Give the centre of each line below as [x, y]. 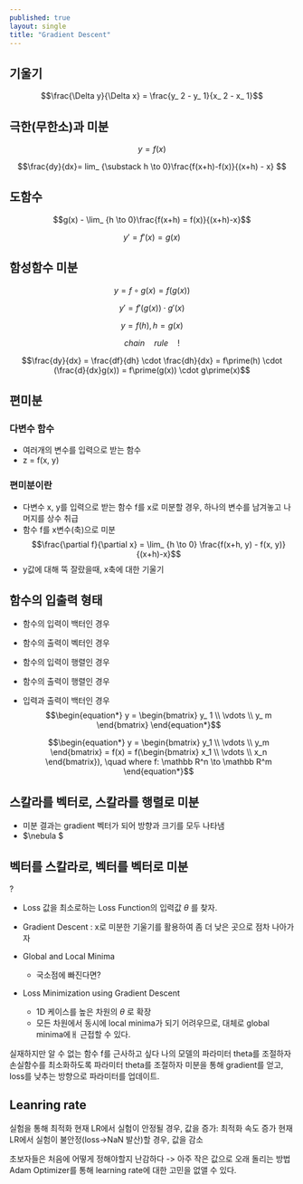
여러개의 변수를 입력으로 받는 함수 [82, 450]
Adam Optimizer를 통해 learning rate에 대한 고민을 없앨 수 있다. [123, 1170]
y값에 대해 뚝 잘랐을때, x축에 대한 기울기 [93, 569]
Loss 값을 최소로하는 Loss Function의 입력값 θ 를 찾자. [120, 908]
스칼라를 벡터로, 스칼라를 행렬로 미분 [104, 802]
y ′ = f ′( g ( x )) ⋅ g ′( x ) [152, 308]
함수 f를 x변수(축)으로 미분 [69, 530]
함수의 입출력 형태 [56, 600]
